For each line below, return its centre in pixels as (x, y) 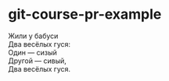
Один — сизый (32, 52)
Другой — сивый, (37, 61)
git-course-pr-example (85, 14)
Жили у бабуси (33, 36)
